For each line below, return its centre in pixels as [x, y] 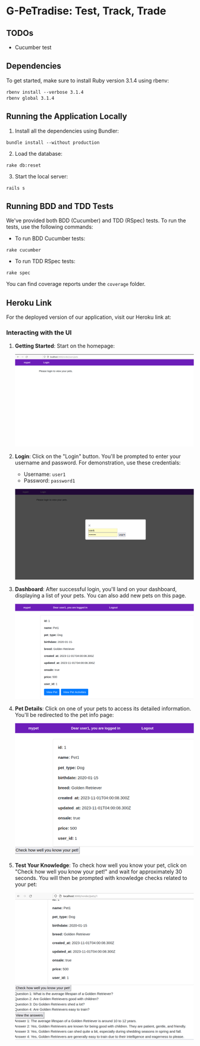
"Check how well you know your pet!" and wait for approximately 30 [99, 872]
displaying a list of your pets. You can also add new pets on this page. [100, 595]
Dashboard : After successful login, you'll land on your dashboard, [96, 589]
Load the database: [38, 153]
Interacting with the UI [39, 333]
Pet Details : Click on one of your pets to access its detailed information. [103, 709]
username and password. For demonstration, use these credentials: [98, 463]
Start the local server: [41, 176]
